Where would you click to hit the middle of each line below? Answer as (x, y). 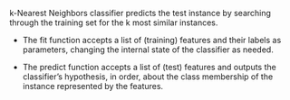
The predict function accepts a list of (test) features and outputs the (149, 67)
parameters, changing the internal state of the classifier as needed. (148, 50)
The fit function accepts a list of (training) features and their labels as (152, 40)
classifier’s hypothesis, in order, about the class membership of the (148, 77)
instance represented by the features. (93, 86)
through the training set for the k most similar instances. (114, 23)
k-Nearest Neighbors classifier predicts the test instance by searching (140, 13)
